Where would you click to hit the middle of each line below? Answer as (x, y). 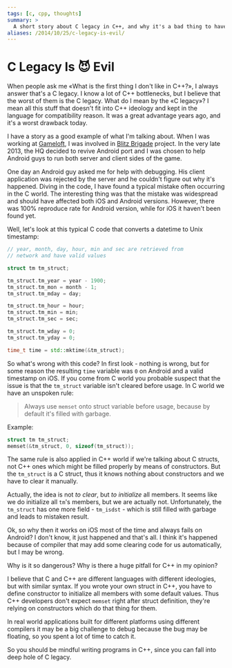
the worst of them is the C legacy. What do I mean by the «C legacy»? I (108, 101)
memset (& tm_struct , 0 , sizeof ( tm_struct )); (71, 446)
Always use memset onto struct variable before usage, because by (117, 406)
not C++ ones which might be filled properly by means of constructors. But (114, 467)
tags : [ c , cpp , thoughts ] (44, 13)
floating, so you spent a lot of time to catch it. (71, 636)
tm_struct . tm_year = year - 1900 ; (57, 281)
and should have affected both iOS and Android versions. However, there (111, 201)
